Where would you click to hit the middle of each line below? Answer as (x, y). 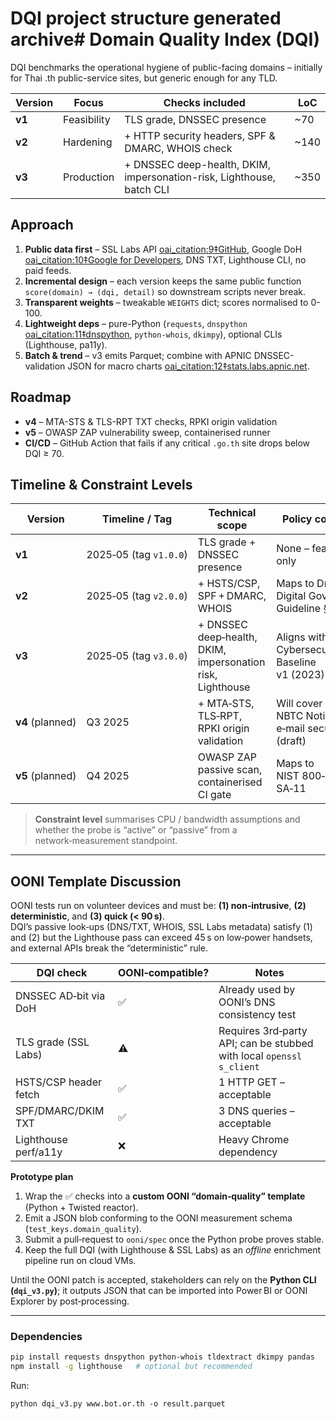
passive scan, (230, 770)
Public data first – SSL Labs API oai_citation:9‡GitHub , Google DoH (163, 249)
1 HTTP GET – (252, 1082)
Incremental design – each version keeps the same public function (163, 281)
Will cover (299, 704)
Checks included (204, 102)
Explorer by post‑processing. (70, 1301)
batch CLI (147, 189)
